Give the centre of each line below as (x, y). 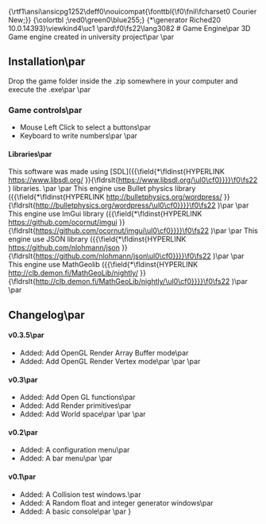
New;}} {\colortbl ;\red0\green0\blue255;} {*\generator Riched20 (114, 20)
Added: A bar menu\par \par (66, 458)
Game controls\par (45, 110)
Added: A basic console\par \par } (75, 511)
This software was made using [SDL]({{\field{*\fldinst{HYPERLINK (116, 172)
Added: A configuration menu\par (75, 450)
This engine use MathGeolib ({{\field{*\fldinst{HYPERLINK (103, 265)
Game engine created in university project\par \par (91, 37)
